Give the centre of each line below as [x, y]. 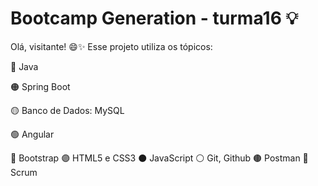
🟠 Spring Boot [40, 86]
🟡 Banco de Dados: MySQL [67, 110]
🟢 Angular [32, 134]
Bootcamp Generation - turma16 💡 [154, 18]
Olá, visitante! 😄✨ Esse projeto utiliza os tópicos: [111, 46]
